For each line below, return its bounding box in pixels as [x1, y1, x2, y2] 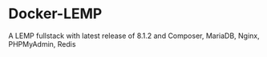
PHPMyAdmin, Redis [8, 39, 76, 48]
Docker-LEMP [8, 5, 103, 23]
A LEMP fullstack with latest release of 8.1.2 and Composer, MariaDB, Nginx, [8, 31, 261, 40]
